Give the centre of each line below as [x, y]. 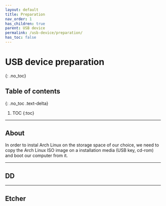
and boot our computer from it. [37, 156]
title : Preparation [25, 14]
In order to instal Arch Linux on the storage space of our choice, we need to [82, 145]
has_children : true [25, 24]
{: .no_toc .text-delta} [27, 103]
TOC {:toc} [23, 113]
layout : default [22, 10]
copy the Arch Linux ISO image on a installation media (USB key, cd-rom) [80, 150]
